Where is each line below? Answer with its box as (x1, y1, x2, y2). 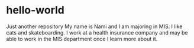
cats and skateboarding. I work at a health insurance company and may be (6, 29, 188, 36)
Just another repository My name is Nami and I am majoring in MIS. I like (6, 23, 183, 30)
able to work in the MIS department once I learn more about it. (6, 35, 158, 42)
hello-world (6, 4, 65, 17)
